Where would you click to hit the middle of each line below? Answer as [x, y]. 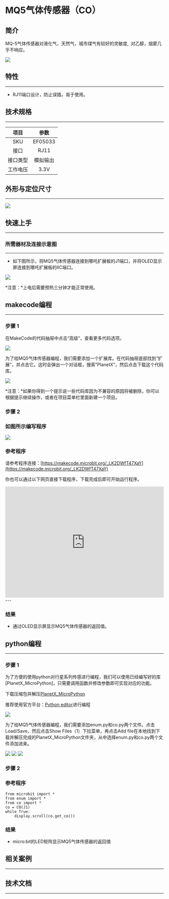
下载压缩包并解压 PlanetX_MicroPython [45, 694]
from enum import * [26, 798]
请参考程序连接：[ [24, 463]
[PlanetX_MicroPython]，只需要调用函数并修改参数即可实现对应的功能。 [80, 683]
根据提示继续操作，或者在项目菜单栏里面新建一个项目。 [62, 397]
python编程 [23, 643]
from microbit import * [30, 794]
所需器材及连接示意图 [31, 244]
